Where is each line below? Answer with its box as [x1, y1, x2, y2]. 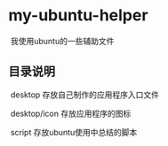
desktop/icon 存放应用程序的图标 [10, 108, 132, 119]
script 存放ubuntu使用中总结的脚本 [10, 127, 138, 137]
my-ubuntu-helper [8, 5, 148, 26]
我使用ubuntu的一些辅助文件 [10, 35, 115, 46]
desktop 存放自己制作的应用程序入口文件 [10, 89, 160, 100]
